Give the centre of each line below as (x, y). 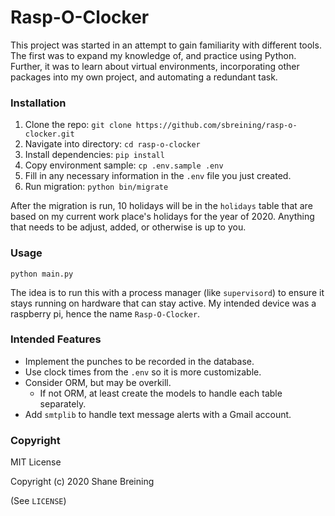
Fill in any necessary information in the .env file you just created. (158, 176)
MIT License (36, 462)
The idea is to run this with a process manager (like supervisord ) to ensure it (167, 292)
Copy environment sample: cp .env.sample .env (124, 165)
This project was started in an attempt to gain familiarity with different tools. (166, 45)
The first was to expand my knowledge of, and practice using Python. (153, 55)
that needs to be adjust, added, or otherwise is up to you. (128, 227)
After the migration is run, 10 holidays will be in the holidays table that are (161, 206)
